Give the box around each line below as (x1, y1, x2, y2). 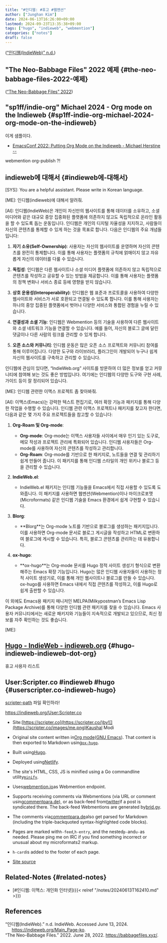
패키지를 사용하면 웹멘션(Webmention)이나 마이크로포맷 (43, 490, 153, 496)
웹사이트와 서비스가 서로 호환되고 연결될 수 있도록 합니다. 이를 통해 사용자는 (12, 296, 159, 302)
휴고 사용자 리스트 (5, 663, 40, 669)
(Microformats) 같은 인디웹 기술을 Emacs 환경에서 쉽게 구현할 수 (19, 497, 147, 503)
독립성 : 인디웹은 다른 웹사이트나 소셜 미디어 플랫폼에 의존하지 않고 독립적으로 (12, 266, 162, 272)
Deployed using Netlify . (12, 758, 59, 765)
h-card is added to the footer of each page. (12, 848, 100, 855)
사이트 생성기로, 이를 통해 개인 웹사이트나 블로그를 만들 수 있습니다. (25, 575, 156, 581)
